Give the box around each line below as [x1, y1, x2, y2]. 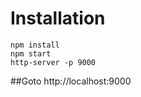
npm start [10, 48, 52, 59]
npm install [10, 40, 60, 50]
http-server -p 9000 [10, 57, 97, 67]
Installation [10, 7, 106, 30]
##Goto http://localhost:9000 [10, 75, 132, 87]
